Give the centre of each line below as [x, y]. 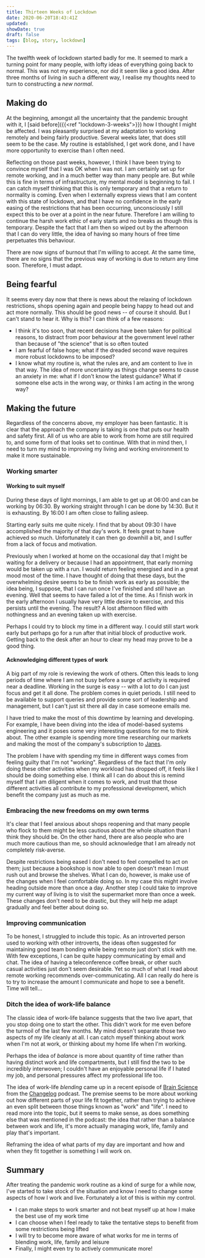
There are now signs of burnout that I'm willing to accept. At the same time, [101, 252]
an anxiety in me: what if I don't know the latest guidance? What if [98, 376]
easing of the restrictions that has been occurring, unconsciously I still [95, 208]
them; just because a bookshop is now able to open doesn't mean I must [98, 868]
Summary [25, 1170]
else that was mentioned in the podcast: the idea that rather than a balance [101, 1119]
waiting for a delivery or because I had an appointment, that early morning [100, 562]
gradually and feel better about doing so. [57, 907]
